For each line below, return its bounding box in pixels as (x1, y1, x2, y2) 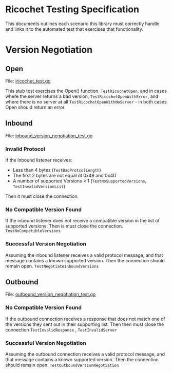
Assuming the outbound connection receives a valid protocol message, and (5, 351, 165, 357)
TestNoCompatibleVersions (5, 229, 61, 234)
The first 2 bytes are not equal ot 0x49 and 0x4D (12, 173, 117, 179)
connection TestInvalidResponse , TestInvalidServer (5, 326, 117, 333)
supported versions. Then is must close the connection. (5, 223, 123, 229)
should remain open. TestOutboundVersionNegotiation (5, 362, 119, 368)
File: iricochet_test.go (5, 78, 51, 84)
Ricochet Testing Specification (5, 4, 140, 15)
